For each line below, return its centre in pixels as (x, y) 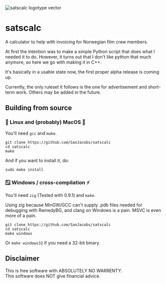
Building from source (39, 108)
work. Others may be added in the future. (58, 92)
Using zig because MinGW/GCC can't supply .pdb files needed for (74, 205)
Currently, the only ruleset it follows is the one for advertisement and (76, 87)
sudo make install (24, 170)
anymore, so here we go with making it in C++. (53, 62)
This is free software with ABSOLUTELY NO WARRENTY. (64, 270)
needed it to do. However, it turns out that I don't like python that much (78, 57)
